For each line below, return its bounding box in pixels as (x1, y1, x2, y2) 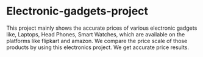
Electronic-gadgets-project (6, 4, 148, 18)
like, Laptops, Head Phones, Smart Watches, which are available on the (6, 30, 185, 38)
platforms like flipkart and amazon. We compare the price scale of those (6, 37, 188, 44)
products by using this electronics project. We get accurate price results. (6, 44, 190, 51)
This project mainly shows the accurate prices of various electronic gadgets (6, 24, 198, 32)
